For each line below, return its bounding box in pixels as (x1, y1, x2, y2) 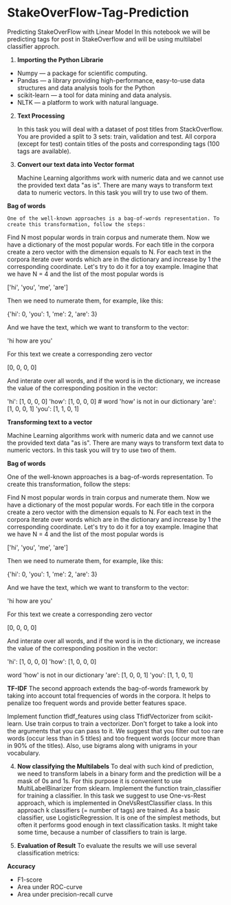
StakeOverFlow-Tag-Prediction (7, 5, 189, 21)
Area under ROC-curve (16, 882, 82, 891)
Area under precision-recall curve (16, 890, 113, 898)
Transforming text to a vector (7, 418, 93, 426)
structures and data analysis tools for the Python (16, 83, 155, 92)
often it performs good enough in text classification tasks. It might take (16, 820, 218, 828)
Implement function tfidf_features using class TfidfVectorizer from (7, 712, 195, 720)
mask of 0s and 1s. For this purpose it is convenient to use (16, 777, 182, 785)
